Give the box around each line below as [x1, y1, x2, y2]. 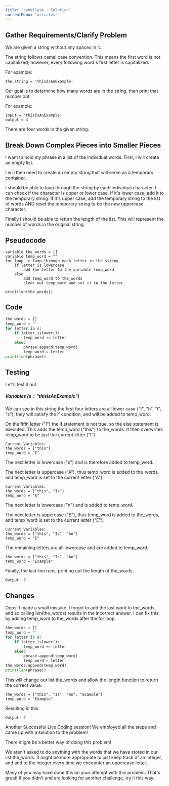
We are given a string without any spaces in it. [5, 44, 102, 51]
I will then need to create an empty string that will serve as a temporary [5, 170, 154, 176]
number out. [5, 93, 31, 99]
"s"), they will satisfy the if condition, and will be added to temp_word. [5, 411, 151, 418]
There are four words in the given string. [5, 126, 90, 132]
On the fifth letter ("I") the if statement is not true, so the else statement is [5, 421, 159, 427]
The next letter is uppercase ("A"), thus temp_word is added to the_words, [5, 469, 159, 475]
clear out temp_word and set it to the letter [23, 280, 123, 285]
